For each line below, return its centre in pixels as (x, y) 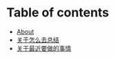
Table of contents (58, 13)
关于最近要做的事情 (44, 48)
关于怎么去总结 (38, 40)
